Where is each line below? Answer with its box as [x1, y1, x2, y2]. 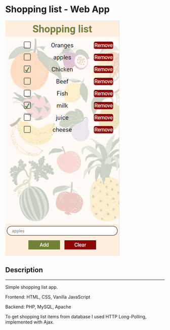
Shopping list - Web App [5, 4, 110, 15]
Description [5, 266, 43, 275]
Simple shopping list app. [5, 284, 58, 290]
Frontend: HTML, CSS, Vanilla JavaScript [5, 293, 91, 300]
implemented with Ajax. [5, 319, 54, 325]
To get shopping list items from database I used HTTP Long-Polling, [5, 313, 147, 319]
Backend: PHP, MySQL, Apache [5, 304, 71, 310]
